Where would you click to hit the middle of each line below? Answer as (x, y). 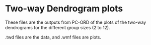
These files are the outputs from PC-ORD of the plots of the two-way (76, 22)
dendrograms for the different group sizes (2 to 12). (58, 27)
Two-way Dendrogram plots (64, 9)
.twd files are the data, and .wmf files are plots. (53, 37)
